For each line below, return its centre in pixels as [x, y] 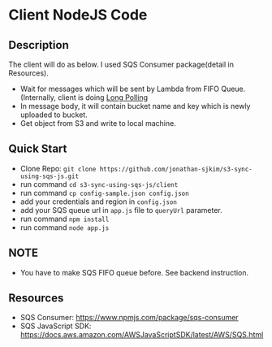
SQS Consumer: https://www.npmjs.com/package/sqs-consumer [129, 318]
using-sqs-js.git [50, 176]
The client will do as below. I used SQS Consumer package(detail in [121, 64]
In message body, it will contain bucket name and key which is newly [135, 106]
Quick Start [38, 149]
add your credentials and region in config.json [98, 202]
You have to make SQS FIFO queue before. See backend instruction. [134, 272]
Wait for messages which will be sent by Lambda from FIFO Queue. [133, 89]
